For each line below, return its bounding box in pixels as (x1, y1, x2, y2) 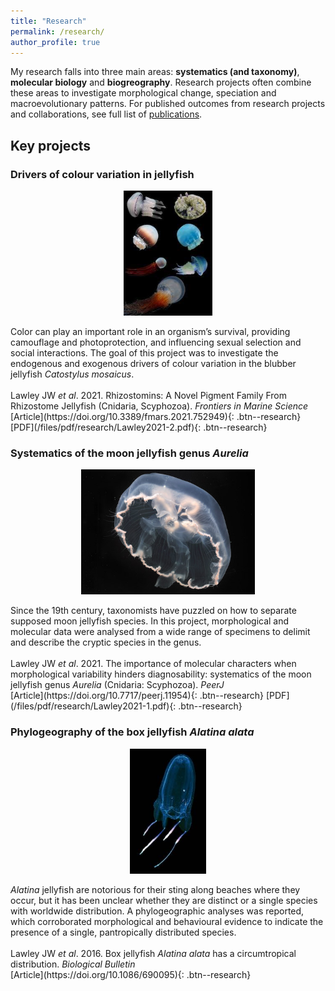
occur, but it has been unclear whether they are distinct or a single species (10, 894, 318, 906)
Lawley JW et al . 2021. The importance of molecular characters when (10, 658, 297, 670)
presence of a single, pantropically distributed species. (10, 926, 237, 938)
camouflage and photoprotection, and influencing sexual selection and (10, 336, 302, 349)
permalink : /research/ (10, 26, 105, 37)
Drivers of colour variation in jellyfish (10, 167, 195, 181)
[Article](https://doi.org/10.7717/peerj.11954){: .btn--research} (10, 690, 265, 702)
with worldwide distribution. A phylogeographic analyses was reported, (10, 905, 305, 917)
